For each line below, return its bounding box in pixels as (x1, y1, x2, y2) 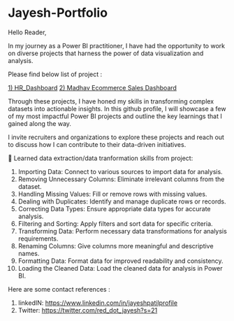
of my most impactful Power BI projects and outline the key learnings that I (8, 112, 222, 120)
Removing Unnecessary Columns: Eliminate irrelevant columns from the (17, 175, 225, 183)
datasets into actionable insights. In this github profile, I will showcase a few (8, 104, 226, 113)
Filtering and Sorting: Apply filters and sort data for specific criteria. (17, 219, 213, 228)
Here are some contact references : (8, 285, 110, 293)
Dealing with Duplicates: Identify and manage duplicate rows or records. (17, 197, 226, 206)
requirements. (17, 234, 59, 243)
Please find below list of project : (8, 70, 103, 78)
